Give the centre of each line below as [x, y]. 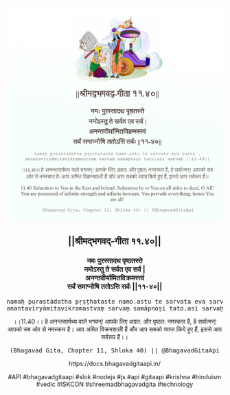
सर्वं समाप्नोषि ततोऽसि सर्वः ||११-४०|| [115, 286]
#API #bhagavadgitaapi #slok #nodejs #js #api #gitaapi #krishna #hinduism [115, 376]
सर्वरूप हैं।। [115, 337]
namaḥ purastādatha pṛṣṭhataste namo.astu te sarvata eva [106, 301]
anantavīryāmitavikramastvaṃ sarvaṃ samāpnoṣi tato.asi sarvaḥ [115, 308]
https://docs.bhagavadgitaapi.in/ [115, 363]
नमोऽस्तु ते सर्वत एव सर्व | [115, 269]
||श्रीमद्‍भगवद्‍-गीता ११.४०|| [115, 241]
